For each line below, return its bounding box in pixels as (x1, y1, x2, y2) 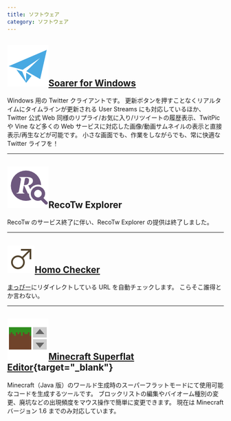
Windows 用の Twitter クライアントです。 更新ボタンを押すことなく (7, 96, 197, 105)
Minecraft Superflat (48, 351, 135, 363)
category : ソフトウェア (7, 18, 69, 25)
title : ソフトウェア (7, 11, 60, 18)
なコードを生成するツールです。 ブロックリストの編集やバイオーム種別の (7, 389, 213, 398)
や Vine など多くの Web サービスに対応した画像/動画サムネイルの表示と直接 (7, 122, 222, 131)
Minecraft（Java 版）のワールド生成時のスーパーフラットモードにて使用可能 (7, 380, 224, 389)
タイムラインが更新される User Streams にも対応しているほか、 (25, 105, 205, 114)
